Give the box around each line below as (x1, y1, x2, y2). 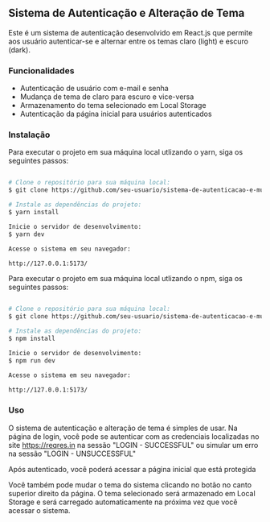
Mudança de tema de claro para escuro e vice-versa (19, 92, 194, 101)
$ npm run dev (8, 356, 56, 365)
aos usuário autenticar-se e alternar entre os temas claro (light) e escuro (8, 36, 249, 46)
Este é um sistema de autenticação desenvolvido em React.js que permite (8, 27, 253, 37)
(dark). (8, 44, 31, 55)
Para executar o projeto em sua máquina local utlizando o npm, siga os (8, 274, 243, 284)
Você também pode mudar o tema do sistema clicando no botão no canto (8, 479, 252, 490)
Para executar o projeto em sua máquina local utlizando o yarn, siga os (8, 147, 243, 157)
